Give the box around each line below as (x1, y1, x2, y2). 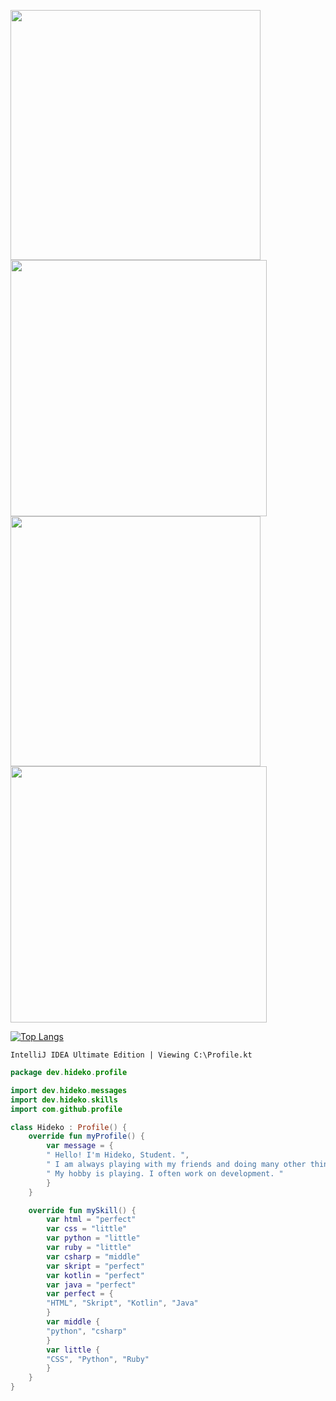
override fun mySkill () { (28, 1205, 137, 1215)
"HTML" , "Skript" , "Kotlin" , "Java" (46, 1298, 199, 1309)
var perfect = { (46, 1289, 114, 1299)
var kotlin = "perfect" (46, 1270, 145, 1280)
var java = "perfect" (46, 1280, 137, 1290)
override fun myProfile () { (28, 1131, 145, 1142)
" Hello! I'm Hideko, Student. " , (46, 1150, 190, 1160)
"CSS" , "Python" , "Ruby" (46, 1354, 150, 1364)
